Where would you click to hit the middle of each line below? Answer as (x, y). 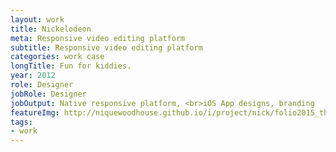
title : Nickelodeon (51, 29)
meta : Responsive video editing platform (98, 38)
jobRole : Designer (48, 94)
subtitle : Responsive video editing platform (106, 47)
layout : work (37, 19)
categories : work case (57, 57)
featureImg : (35, 112)
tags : (21, 122)
